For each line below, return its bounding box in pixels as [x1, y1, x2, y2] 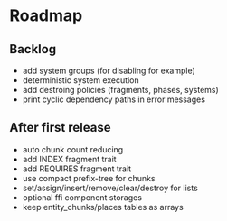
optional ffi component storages [22, 191, 143, 203]
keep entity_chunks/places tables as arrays [22, 201, 184, 212]
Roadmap [9, 5, 83, 26]
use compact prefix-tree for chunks [22, 172, 156, 183]
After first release [9, 120, 111, 135]
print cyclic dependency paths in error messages [22, 94, 206, 105]
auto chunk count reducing [22, 143, 124, 154]
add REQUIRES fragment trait [22, 163, 132, 174]
